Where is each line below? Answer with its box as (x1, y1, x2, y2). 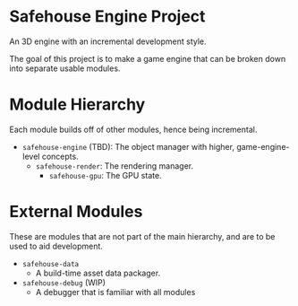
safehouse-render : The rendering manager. (35, 160, 194, 171)
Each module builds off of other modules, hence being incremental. (9, 124, 258, 135)
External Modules (9, 202, 143, 222)
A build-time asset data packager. (35, 267, 161, 278)
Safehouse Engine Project (9, 6, 206, 27)
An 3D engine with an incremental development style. (9, 36, 208, 47)
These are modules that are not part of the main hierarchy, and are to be (9, 231, 276, 241)
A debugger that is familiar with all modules (35, 286, 196, 297)
